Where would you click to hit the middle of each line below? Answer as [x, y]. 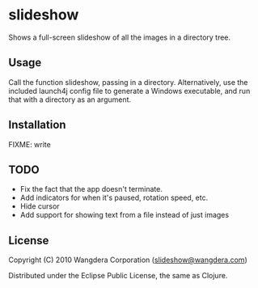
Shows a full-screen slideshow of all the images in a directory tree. [120, 37]
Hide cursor [40, 206]
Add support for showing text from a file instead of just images [124, 215]
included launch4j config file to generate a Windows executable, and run [129, 91]
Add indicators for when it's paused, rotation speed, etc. [114, 198]
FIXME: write [30, 144]
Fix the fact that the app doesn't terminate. [91, 189]
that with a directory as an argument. [70, 100]
